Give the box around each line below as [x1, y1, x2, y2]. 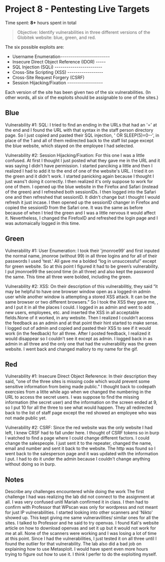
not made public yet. [5, 415, 47, 421]
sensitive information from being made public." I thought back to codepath [5, 384, 156, 390]
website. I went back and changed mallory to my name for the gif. [5, 346, 138, 352]
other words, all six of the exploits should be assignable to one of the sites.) [5, 94, 159, 100]
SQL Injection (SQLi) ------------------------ [12, 64, 102, 70]
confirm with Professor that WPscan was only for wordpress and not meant [5, 504, 158, 510]
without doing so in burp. [5, 461, 56, 467]
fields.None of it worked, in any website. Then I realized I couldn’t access [5, 314, 154, 320]
